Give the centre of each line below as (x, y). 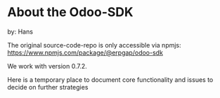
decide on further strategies (48, 87)
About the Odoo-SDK (70, 12)
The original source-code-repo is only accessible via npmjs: (94, 45)
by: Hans (20, 31)
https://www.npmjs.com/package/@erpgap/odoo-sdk (85, 52)
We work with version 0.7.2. (47, 66)
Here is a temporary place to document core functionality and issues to (110, 79)
